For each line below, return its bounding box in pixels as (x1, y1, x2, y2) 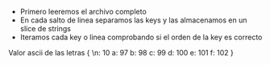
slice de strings (19, 24, 71, 33)
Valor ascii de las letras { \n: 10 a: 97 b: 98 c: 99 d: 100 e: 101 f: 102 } (8, 48, 234, 57)
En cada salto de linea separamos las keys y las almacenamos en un (19, 15, 247, 25)
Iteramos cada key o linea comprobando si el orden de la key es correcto (19, 32, 263, 42)
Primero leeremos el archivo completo (19, 7, 147, 16)
